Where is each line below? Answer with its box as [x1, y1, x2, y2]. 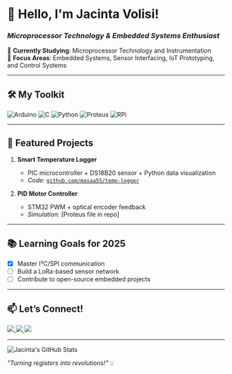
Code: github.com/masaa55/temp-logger [27, 176, 139, 185]
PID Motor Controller [17, 189, 78, 198]
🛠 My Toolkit [7, 88, 65, 100]
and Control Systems [7, 62, 67, 70]
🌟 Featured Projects [7, 137, 94, 149]
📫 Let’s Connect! [7, 303, 84, 315]
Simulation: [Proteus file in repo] [27, 210, 119, 218]
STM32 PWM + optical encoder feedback [27, 203, 146, 212]
